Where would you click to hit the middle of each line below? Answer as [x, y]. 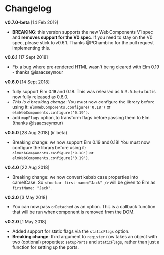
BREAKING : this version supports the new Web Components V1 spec [82, 32]
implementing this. [31, 48]
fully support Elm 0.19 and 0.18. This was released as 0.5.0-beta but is [84, 91]
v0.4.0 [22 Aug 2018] [27, 167]
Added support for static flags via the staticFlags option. [71, 231]
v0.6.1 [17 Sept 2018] [27, 57]
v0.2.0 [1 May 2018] [26, 221]
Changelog [28, 9]
